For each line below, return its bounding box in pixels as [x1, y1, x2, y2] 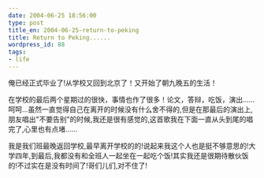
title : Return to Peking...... [8, 33, 111, 42]
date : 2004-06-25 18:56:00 [8, 11, 97, 20]
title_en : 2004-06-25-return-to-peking [8, 26, 139, 34]
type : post [8, 19, 44, 27]
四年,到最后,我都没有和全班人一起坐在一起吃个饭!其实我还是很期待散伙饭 [14, 150, 250, 160]
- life [8, 56, 30, 64]
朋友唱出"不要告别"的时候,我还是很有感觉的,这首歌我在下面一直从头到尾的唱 [8, 114, 254, 124]
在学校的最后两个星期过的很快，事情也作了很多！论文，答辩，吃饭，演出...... [8, 95, 255, 104]
